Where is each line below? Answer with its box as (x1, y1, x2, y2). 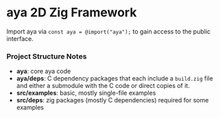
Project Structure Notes (6, 51, 87, 61)
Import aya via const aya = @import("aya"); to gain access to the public (6, 27, 211, 35)
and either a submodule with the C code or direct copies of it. (16, 82, 190, 90)
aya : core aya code (16, 67, 71, 76)
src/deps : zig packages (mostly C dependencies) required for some (16, 96, 209, 104)
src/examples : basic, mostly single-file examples (16, 89, 156, 97)
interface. (6, 34, 34, 42)
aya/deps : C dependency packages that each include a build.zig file (16, 74, 213, 83)
